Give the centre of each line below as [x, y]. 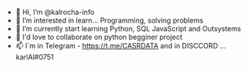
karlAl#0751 [35, 57]
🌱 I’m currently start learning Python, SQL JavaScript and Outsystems [128, 29]
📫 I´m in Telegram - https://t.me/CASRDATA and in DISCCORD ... [121, 46]
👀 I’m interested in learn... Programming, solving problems [110, 20]
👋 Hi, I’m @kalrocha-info [55, 12]
